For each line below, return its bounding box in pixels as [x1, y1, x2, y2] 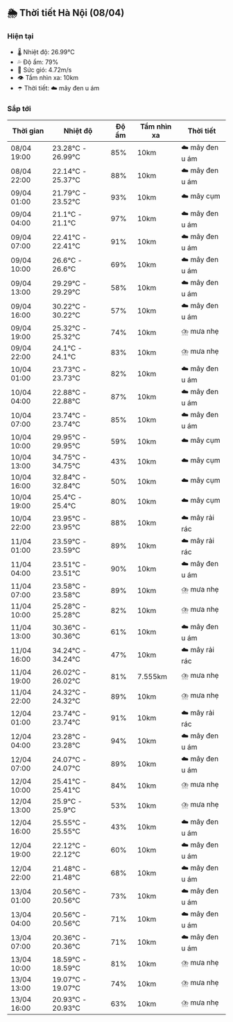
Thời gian [12, 126, 44, 136]
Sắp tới [7, 104, 31, 113]
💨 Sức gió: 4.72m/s [17, 65, 72, 74]
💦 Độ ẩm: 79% [17, 58, 59, 66]
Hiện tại [7, 31, 34, 41]
